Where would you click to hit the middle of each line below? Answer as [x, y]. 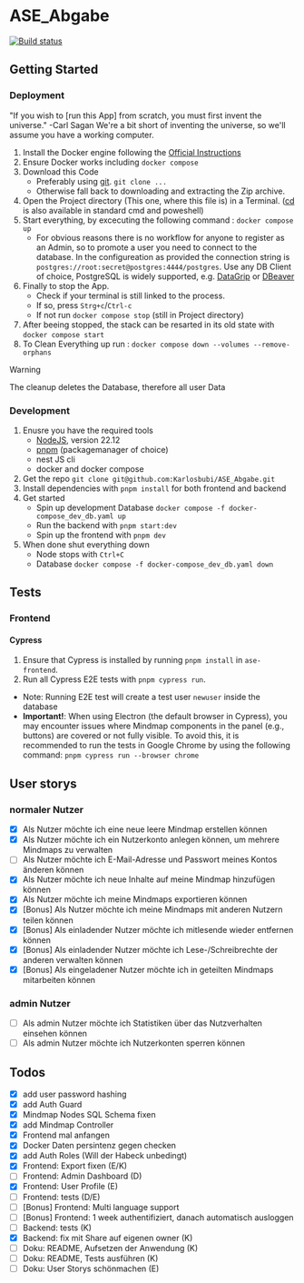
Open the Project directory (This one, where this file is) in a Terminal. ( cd [158, 200]
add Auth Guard [52, 1104]
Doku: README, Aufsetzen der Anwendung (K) [110, 1248]
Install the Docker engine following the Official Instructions [132, 152]
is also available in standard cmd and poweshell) [113, 210]
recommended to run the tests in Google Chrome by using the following [156, 746]
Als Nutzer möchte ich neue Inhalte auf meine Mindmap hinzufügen [149, 879]
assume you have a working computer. [82, 135]
